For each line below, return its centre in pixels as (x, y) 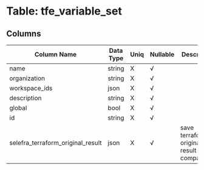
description (25, 98)
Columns (24, 34)
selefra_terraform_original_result (56, 143)
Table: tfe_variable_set (64, 11)
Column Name (56, 54)
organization (27, 78)
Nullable (162, 54)
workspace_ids (31, 88)
